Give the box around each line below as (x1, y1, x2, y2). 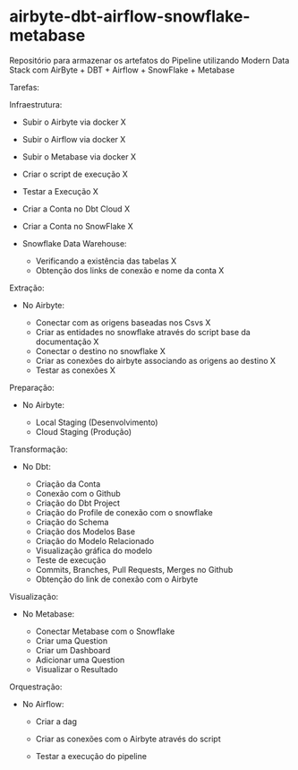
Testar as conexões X (35, 365, 116, 376)
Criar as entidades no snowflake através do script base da (35, 326, 251, 337)
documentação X (35, 336, 99, 347)
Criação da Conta (35, 478, 101, 489)
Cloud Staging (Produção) (35, 426, 132, 437)
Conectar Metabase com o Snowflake (35, 626, 175, 636)
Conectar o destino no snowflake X (35, 345, 166, 356)
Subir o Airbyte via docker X (21, 117, 127, 127)
